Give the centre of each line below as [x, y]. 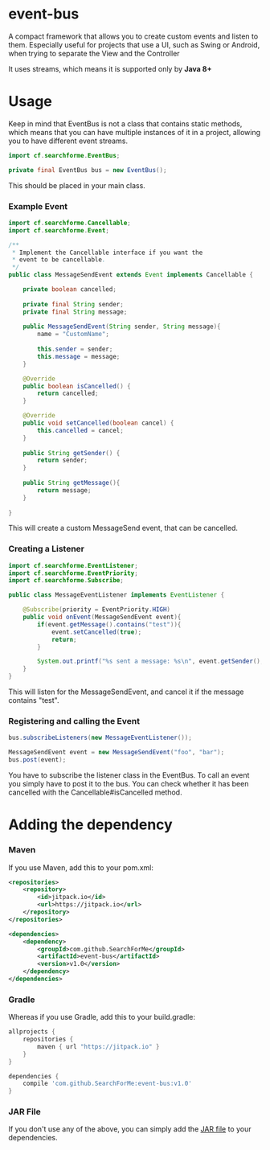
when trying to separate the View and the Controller [94, 53]
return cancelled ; [68, 394]
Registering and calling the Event [74, 721]
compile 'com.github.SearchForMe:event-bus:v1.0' [108, 1084]
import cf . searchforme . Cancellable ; [70, 223]
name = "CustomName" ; [74, 335]
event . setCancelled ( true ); [96, 632]
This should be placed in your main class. [77, 185]
